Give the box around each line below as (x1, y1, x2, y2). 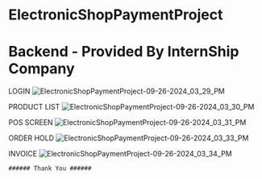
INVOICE (8, 149, 38, 159)
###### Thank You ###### (8, 164, 92, 173)
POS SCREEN (8, 118, 54, 127)
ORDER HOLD (8, 133, 55, 143)
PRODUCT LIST (8, 102, 60, 112)
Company (8, 60, 75, 78)
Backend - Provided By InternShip (8, 43, 239, 61)
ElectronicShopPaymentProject (8, 6, 223, 24)
